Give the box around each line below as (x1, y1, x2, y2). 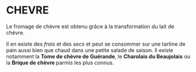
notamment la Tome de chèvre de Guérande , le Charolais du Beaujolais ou (6, 53, 191, 60)
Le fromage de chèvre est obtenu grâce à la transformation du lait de (6, 23, 175, 30)
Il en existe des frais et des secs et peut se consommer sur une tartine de (6, 40, 186, 47)
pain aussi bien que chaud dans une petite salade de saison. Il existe (6, 46, 173, 53)
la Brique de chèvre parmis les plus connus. (6, 59, 114, 66)
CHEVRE (6, 4, 49, 17)
